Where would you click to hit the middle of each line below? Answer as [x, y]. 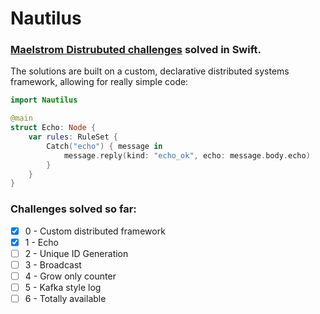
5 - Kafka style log [63, 287]
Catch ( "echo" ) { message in [104, 146]
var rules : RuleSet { [73, 137]
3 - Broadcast [53, 264]
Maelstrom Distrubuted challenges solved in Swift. [136, 50]
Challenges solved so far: [73, 209]
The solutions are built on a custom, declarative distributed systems [150, 71]
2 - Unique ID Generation [76, 253]
